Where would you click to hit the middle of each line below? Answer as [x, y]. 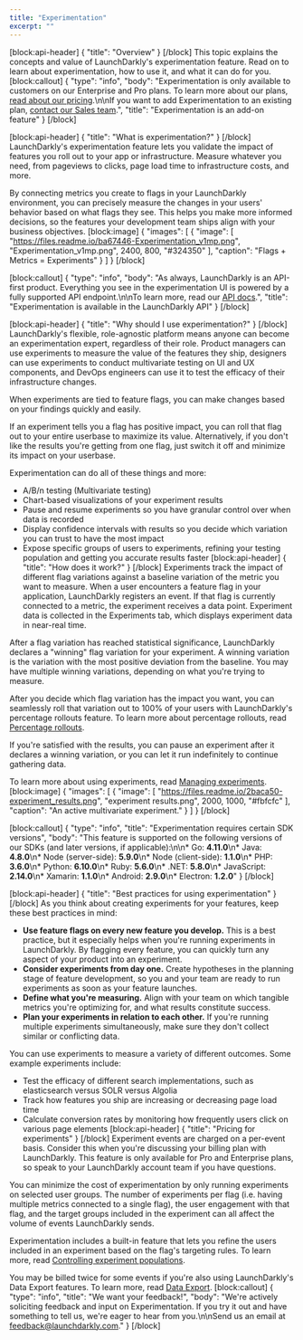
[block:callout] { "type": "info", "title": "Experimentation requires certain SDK [151, 828]
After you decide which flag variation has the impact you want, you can [142, 699]
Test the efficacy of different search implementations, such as [138, 1080]
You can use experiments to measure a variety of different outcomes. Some [150, 1053]
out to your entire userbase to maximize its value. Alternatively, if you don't [149, 436]
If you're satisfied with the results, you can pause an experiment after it [142, 745]
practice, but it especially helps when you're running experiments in [149, 940]
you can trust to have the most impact [93, 538]
